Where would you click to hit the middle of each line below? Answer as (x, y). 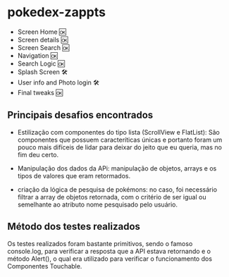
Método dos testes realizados (74, 227)
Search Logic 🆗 (41, 63)
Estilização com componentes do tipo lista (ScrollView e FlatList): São (118, 132)
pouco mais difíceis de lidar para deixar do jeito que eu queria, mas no (119, 147)
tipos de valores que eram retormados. (74, 176)
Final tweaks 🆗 (40, 92)
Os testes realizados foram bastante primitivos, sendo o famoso (100, 243)
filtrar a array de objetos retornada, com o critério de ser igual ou (112, 197)
